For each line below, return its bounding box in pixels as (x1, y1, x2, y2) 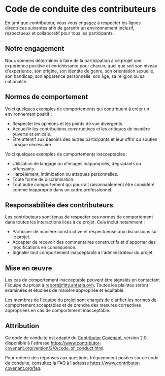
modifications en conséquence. (12, 245, 77, 251)
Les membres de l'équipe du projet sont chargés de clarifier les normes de (5, 297, 157, 303)
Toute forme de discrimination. (12, 176, 75, 182)
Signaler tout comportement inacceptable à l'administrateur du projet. (12, 250, 154, 255)
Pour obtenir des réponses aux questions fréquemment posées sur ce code (5, 355, 159, 360)
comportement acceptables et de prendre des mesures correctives (5, 302, 141, 308)
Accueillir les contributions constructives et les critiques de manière (12, 125, 150, 131)
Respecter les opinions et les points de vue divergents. (12, 121, 124, 126)
